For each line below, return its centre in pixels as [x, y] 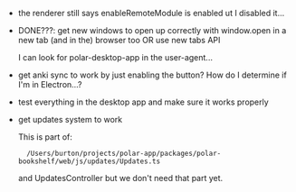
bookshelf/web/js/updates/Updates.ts [89, 161]
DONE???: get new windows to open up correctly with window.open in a [152, 30]
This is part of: [45, 137]
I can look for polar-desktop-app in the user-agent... [115, 57]
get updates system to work [70, 119]
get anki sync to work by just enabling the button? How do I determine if [152, 75]
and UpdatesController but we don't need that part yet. [120, 178]
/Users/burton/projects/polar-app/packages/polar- [124, 153]
